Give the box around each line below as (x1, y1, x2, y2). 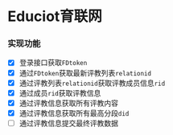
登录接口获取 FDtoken (19, 58, 88, 67)
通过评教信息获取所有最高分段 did (19, 108, 130, 117)
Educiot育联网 (7, 7, 102, 26)
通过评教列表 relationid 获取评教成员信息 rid (19, 78, 166, 88)
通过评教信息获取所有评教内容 (19, 98, 118, 108)
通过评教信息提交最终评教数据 (19, 118, 118, 128)
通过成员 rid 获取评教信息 (19, 88, 101, 97)
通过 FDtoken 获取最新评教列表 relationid (19, 67, 152, 77)
